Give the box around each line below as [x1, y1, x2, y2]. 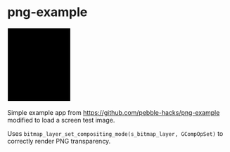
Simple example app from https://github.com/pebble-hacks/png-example [7, 108, 220, 116]
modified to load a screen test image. [7, 116, 115, 124]
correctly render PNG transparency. [7, 137, 111, 145]
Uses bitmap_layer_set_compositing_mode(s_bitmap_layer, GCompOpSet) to [7, 129, 224, 137]
